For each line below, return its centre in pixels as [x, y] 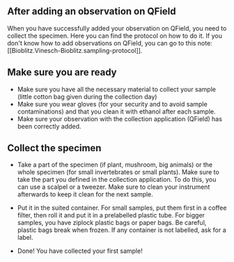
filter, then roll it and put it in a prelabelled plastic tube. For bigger [111, 215]
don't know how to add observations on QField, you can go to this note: [110, 43]
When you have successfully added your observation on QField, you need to [117, 28]
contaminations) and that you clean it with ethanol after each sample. [116, 111]
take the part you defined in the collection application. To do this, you [117, 180]
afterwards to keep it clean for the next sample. [85, 194]
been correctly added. [49, 126]
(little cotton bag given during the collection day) [87, 96]
